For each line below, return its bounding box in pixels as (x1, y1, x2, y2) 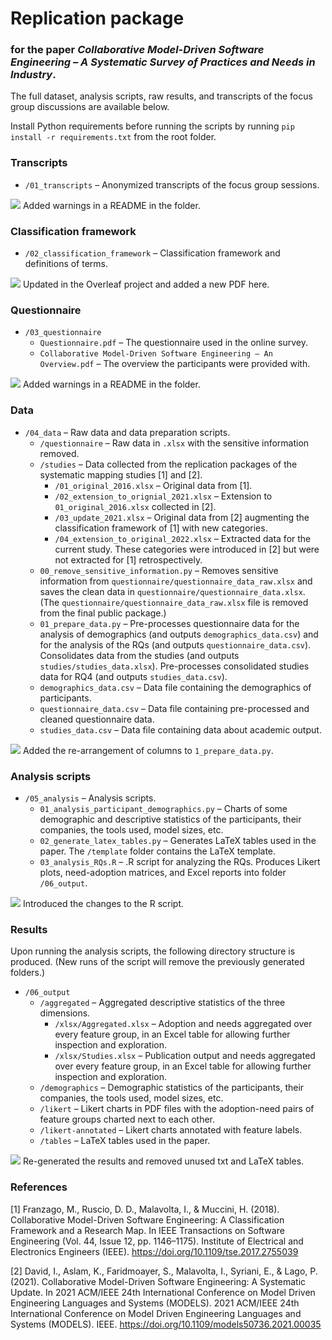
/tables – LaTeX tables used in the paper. (39, 1135, 211, 1147)
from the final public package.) (39, 607, 167, 619)
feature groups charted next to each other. (39, 1113, 216, 1126)
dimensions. (39, 1007, 91, 1019)
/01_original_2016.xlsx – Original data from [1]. (54, 479, 253, 491)
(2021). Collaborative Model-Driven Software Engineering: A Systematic (10, 1275, 307, 1287)
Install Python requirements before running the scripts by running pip (10, 120, 295, 132)
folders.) (10, 967, 46, 979)
